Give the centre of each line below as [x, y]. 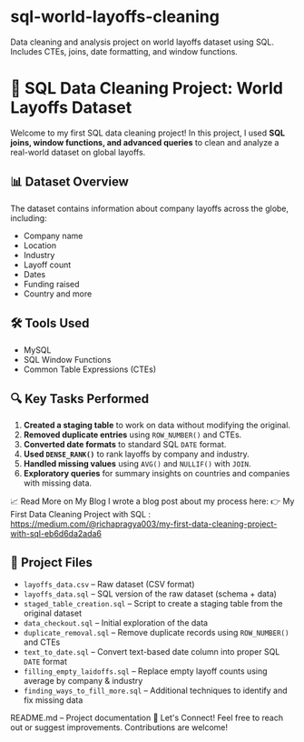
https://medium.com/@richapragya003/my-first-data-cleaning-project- [144, 524]
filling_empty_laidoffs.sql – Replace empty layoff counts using [145, 671]
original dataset [53, 613]
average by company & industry [83, 681]
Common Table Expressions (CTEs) [90, 369]
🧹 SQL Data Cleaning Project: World [147, 89]
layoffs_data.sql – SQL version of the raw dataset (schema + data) [150, 594]
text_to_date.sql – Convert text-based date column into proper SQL [152, 652]
